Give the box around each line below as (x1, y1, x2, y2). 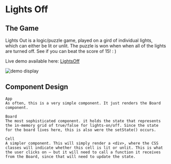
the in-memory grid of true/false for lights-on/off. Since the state (5, 123, 159, 128)
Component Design (5, 83, 68, 91)
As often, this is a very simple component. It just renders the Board (5, 100, 161, 105)
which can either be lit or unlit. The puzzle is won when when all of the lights (5, 43, 166, 49)
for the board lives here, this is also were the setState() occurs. (5, 127, 157, 132)
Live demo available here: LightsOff (5, 58, 80, 64)
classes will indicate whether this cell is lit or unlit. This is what (5, 145, 163, 150)
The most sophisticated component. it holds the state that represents (5, 118, 161, 123)
